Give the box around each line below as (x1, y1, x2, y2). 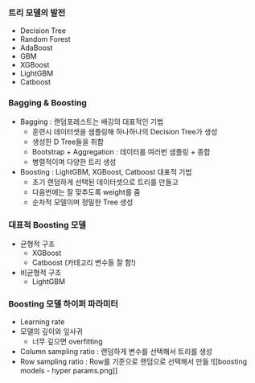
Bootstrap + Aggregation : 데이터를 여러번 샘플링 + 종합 (31, 146, 211, 156)
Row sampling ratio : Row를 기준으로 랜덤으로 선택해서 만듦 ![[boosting (19, 356, 248, 367)
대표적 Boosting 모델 (8, 219, 86, 230)
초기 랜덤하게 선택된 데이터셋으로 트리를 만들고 (31, 177, 179, 187)
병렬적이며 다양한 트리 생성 (31, 157, 117, 167)
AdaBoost (19, 43, 53, 53)
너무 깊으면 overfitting (31, 336, 103, 347)
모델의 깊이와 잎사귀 (19, 327, 83, 336)
